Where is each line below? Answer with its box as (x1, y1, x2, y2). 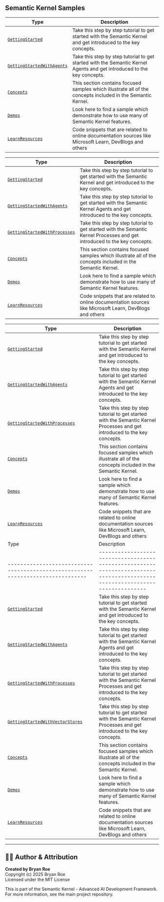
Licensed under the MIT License (5, 876, 70, 882)
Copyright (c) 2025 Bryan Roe (5, 871, 65, 877)
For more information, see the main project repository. (5, 891, 114, 897)
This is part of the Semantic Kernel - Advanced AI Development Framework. (5, 886, 158, 892)
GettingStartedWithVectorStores (7, 719, 83, 724)
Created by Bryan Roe (5, 866, 50, 872)
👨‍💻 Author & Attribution (5, 853, 78, 861)
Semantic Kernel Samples (5, 4, 85, 12)
